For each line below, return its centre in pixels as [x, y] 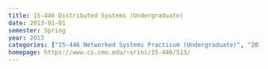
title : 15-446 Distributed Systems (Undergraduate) [96, 15]
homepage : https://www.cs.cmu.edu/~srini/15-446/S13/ [100, 52]
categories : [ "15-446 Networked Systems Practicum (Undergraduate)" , [126, 45]
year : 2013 [26, 38]
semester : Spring [37, 30]
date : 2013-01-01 [37, 23]
